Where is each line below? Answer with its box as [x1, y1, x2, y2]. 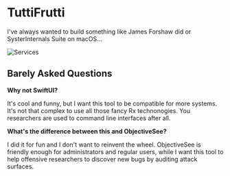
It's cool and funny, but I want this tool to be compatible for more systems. [7, 99, 218, 108]
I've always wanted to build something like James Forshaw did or [7, 27, 192, 36]
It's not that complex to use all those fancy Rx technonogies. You [7, 106, 191, 114]
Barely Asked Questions [7, 68, 113, 79]
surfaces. [7, 162, 34, 171]
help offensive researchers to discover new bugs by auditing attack [7, 155, 198, 163]
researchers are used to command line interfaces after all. [7, 114, 171, 122]
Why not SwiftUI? [7, 86, 58, 94]
